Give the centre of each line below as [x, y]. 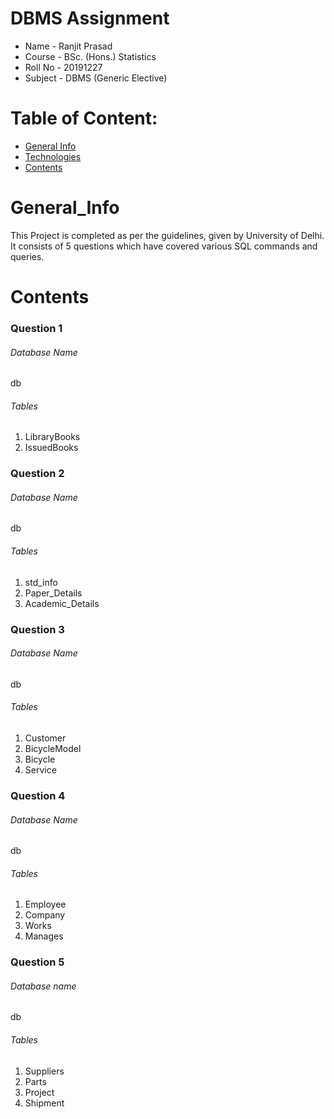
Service [40, 769]
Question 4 [38, 795]
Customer [45, 738]
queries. [27, 256]
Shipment [44, 1103]
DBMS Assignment [90, 18]
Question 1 [36, 328]
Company [45, 915]
